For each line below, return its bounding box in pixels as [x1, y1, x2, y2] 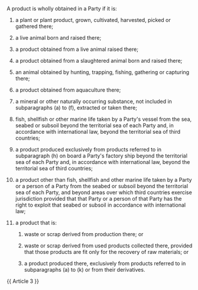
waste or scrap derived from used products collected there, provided [24, 242, 193, 249]
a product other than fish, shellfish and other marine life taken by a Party [15, 176, 192, 183]
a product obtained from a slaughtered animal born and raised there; [15, 57, 183, 64]
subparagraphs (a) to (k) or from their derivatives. [24, 266, 145, 273]
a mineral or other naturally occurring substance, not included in [15, 98, 172, 105]
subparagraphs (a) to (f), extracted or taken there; [15, 104, 138, 111]
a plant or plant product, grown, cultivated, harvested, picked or [15, 17, 171, 23]
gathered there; [15, 23, 54, 30]
